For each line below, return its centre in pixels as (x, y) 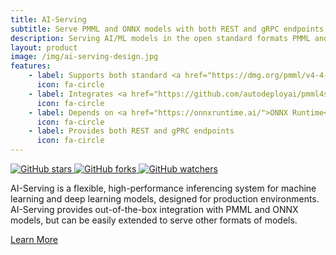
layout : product (44, 47)
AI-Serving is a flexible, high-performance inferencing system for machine (163, 188)
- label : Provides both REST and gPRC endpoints (131, 131)
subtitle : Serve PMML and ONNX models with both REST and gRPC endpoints (167, 29)
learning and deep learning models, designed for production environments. (165, 199)
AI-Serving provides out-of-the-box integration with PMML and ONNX (154, 209)
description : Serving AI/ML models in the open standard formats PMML (160, 38)
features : (31, 66)
